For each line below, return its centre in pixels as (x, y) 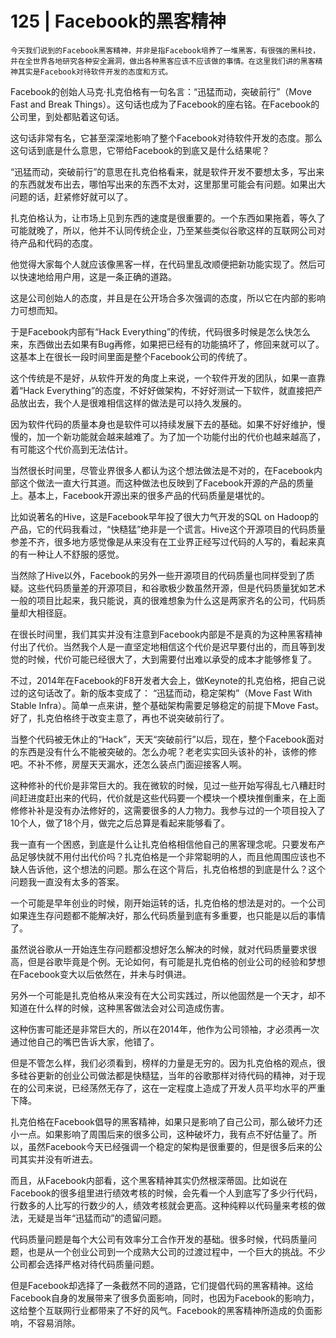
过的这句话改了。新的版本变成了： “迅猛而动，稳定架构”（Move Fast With (161, 693)
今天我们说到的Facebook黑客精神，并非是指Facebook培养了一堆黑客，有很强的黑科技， (165, 50)
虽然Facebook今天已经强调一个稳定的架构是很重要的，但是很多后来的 (170, 1146)
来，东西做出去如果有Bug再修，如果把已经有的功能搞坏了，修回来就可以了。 (167, 344)
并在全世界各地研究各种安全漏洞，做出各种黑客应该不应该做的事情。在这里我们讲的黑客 (163, 61)
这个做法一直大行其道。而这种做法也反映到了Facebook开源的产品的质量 (166, 483)
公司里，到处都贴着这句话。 (67, 116)
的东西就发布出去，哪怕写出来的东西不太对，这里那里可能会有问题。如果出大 (168, 184)
